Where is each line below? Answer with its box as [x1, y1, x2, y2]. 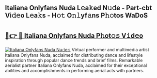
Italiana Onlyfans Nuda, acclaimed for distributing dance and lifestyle [5, 52, 143, 58]
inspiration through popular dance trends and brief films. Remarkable [5, 58, 143, 63]
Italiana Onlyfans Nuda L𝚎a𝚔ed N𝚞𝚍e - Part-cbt [5, 4, 152, 12]
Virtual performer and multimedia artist [71, 47, 149, 52]
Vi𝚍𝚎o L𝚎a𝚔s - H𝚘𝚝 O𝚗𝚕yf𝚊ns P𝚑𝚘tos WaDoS [5, 12, 148, 20]
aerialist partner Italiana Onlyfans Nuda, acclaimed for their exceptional [5, 62, 147, 68]
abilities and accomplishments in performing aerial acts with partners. [5, 68, 144, 73]
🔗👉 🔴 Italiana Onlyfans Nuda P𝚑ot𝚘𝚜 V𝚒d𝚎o [5, 31, 143, 40]
